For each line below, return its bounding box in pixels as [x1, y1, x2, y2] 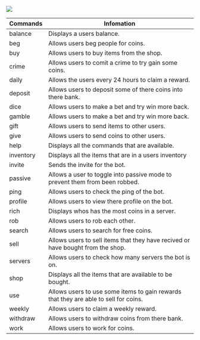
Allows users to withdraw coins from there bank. [48, 314, 183, 322]
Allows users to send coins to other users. [48, 132, 165, 140]
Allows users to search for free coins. [48, 227, 153, 234]
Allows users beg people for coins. [48, 39, 145, 47]
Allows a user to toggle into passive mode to [48, 171, 172, 178]
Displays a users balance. [48, 30, 120, 38]
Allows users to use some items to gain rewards [48, 288, 182, 295]
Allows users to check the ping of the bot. [48, 188, 165, 196]
